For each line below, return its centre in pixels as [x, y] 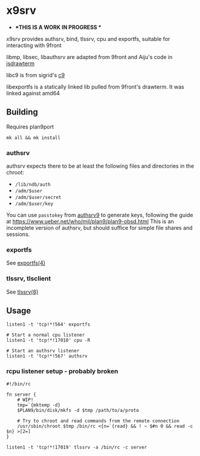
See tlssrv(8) [22, 292]
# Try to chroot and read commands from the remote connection [98, 421]
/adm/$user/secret [38, 198]
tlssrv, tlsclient [29, 279]
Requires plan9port [30, 127]
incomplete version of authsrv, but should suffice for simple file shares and [99, 228]
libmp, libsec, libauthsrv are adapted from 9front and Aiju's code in [89, 57]
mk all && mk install [34, 138]
